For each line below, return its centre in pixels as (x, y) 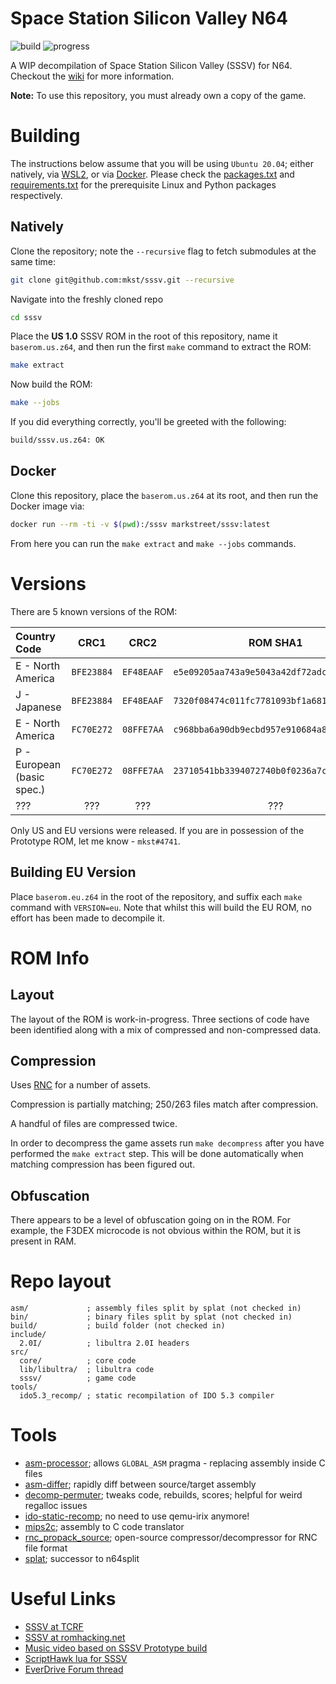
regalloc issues (56, 1505)
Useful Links (63, 1599)
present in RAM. (43, 1241)
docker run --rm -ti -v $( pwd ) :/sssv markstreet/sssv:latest (140, 524)
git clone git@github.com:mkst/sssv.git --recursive (122, 280)
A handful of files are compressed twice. (94, 1124)
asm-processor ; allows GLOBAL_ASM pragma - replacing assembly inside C (175, 1463)
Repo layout (61, 1281)
